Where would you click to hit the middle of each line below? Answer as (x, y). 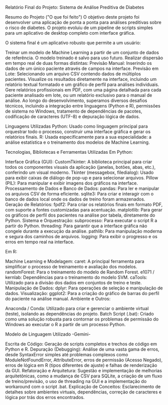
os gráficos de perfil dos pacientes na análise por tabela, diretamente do (80, 215)
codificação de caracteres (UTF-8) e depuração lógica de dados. (73, 117)
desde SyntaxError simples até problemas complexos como (67, 355)
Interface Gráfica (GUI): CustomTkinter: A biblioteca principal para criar (79, 162)
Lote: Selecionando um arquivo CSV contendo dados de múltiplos (73, 74)
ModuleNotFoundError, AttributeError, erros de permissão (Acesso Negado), (84, 360)
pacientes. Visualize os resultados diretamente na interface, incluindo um (81, 79)
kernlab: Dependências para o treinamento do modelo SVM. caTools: (76, 277)
